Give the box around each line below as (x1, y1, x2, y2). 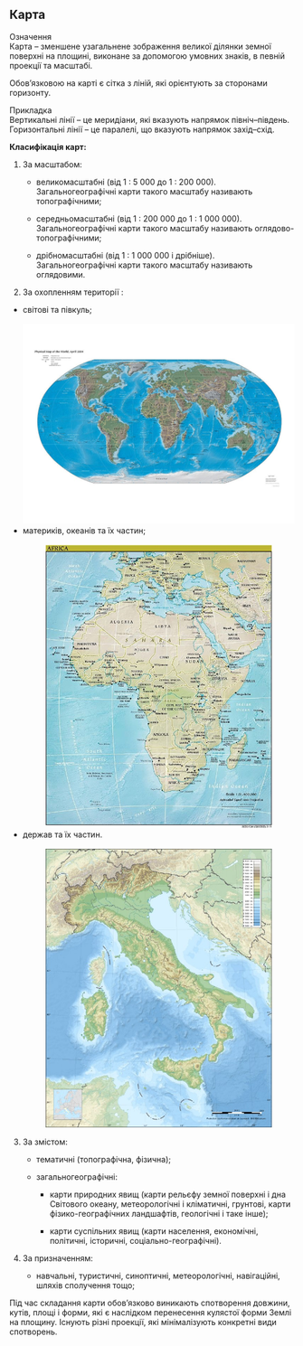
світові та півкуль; (22, 304, 92, 315)
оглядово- (254, 222, 295, 233)
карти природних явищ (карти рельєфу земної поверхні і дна (49, 1189, 287, 1200)
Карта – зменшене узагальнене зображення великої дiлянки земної (9, 41, 271, 52)
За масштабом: (22, 158, 83, 170)
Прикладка (9, 104, 52, 116)
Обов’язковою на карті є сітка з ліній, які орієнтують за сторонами (9, 77, 269, 89)
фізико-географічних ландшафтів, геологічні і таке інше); (49, 1208, 269, 1219)
